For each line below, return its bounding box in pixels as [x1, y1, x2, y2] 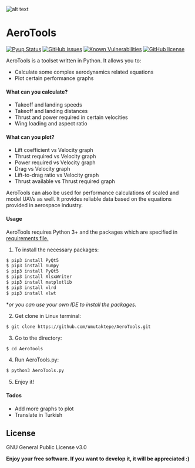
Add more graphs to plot [14, 405, 74, 412]
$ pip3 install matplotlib [6, 280, 72, 286]
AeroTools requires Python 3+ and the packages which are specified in [6, 228, 178, 235]
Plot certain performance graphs [14, 74, 94, 82]
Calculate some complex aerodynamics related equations [14, 68, 154, 75]
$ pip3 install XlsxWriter [6, 274, 72, 280]
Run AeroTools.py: [14, 356, 59, 363]
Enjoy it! [14, 379, 34, 386]
